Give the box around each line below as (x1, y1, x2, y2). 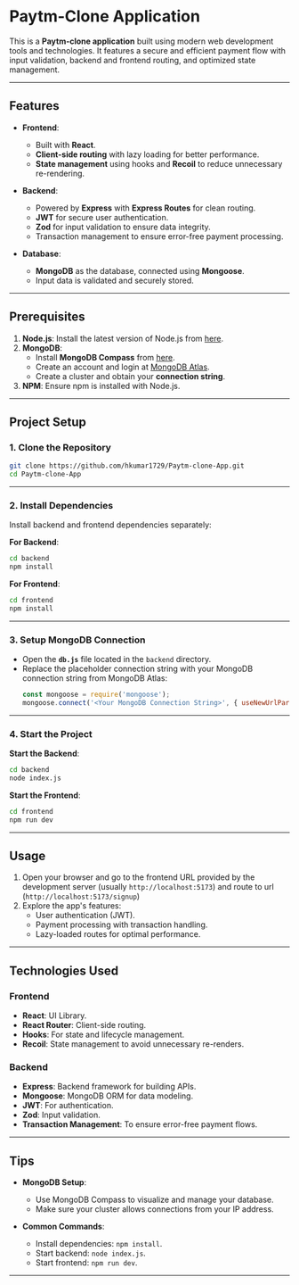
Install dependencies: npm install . (35, 1239, 163, 1249)
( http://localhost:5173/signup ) (21, 891, 141, 902)
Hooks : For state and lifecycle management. (21, 1029, 185, 1040)
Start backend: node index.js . (35, 1248, 147, 1259)
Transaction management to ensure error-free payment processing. (35, 230, 284, 242)
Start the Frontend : (9, 790, 81, 800)
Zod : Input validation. (21, 1109, 101, 1121)
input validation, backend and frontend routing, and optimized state (9, 54, 256, 65)
